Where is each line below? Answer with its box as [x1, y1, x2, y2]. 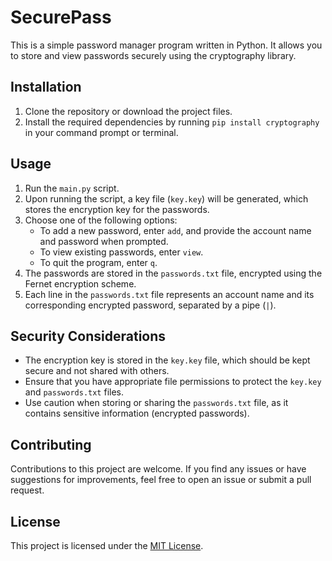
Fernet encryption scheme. [24, 277, 137, 290]
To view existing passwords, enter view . [39, 246, 204, 258]
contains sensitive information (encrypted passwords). [24, 407, 250, 420]
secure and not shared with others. [24, 365, 170, 377]
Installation [10, 79, 82, 96]
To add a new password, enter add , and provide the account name [39, 224, 312, 236]
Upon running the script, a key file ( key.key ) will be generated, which [24, 192, 309, 205]
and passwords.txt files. [24, 386, 125, 398]
